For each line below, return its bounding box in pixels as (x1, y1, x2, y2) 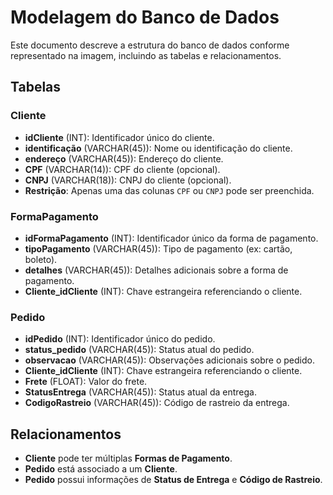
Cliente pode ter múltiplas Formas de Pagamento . (24, 452, 233, 465)
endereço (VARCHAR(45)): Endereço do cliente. (24, 152, 224, 165)
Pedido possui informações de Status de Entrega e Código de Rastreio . (24, 474, 323, 486)
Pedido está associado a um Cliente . (24, 463, 178, 475)
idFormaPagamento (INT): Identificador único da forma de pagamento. (24, 232, 319, 244)
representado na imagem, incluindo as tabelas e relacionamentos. (10, 49, 282, 61)
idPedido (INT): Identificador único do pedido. (24, 333, 216, 345)
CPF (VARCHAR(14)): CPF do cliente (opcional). (24, 163, 221, 175)
